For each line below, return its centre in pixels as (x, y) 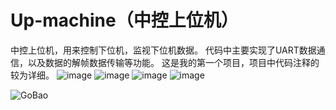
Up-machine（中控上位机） (124, 20)
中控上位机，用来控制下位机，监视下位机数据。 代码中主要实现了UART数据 (163, 50)
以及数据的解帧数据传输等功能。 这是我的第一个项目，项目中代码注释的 (173, 62)
